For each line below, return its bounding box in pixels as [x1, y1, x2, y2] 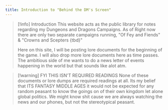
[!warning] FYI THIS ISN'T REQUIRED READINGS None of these [17, 72, 149, 78]
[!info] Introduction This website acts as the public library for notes [17, 21, 156, 27]
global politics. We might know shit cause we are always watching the [17, 93, 162, 99]
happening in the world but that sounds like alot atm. [17, 62, 127, 68]
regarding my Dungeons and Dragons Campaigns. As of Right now [17, 26, 156, 32]
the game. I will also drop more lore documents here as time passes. [17, 52, 159, 58]
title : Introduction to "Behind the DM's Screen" [5, 7, 112, 12]
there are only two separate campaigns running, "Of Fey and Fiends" [17, 31, 160, 37]
